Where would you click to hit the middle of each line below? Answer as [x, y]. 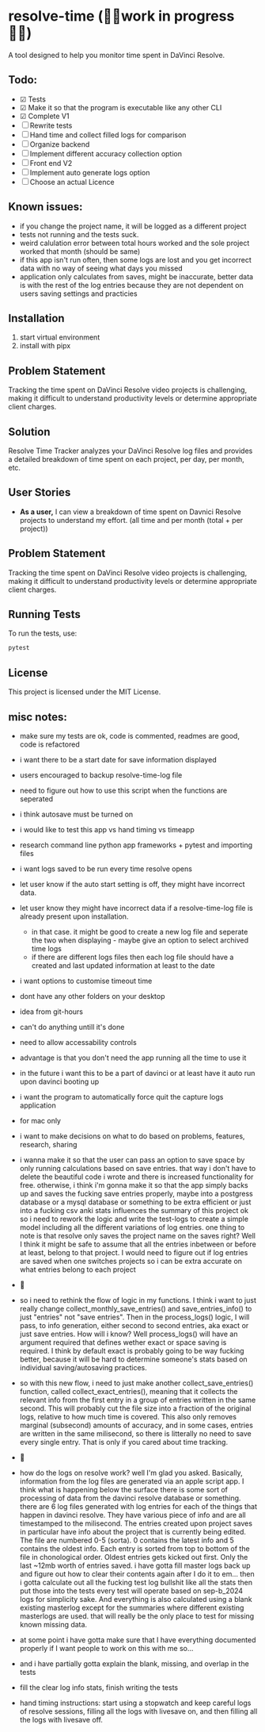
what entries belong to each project [78, 1269]
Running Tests [44, 614]
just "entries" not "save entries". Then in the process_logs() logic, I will [134, 1317]
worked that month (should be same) [80, 251]
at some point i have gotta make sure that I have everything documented [138, 1640]
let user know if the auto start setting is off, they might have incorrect [132, 884]
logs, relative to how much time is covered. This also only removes [128, 1416]
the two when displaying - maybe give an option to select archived [140, 940]
